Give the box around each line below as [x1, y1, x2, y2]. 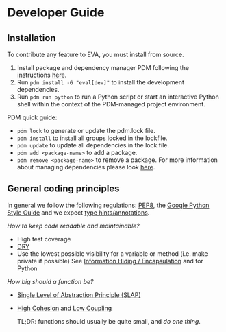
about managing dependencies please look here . [16, 163, 155, 171]
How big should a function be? [7, 277, 94, 285]
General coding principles [7, 183, 120, 195]
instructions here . [16, 71, 67, 79]
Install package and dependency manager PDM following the [16, 64, 190, 71]
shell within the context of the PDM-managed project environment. [16, 100, 205, 108]
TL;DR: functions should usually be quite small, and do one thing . [16, 317, 201, 325]
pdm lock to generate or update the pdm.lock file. [16, 127, 156, 134]
